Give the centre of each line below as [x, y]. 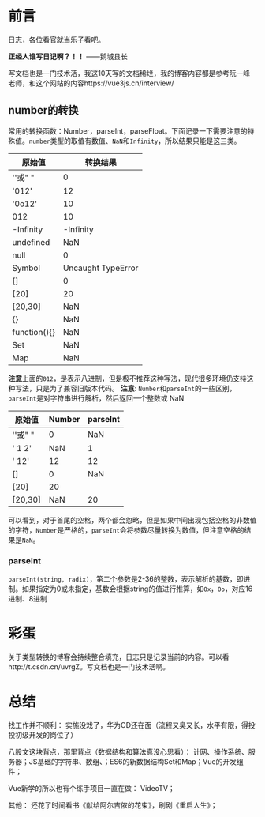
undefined [31, 242]
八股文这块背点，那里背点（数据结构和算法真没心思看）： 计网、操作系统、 [128, 751]
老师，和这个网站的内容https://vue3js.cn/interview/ [91, 83]
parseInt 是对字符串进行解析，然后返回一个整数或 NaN [96, 398]
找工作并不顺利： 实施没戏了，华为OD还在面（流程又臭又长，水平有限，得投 [132, 725]
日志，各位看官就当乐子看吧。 [56, 40]
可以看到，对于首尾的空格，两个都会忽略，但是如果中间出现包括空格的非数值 [132, 520]
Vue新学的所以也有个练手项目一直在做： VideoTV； [91, 788]
